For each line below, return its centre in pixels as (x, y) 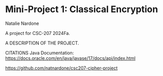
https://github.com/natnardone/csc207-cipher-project (61, 68)
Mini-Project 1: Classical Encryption (82, 9)
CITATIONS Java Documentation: (40, 53)
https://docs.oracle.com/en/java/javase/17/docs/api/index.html (70, 58)
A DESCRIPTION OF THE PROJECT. (42, 43)
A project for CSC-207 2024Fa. (38, 33)
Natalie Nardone (22, 23)
